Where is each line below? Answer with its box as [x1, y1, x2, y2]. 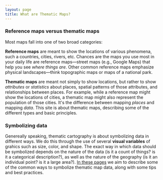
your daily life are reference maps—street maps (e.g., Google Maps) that [5, 59, 150, 65]
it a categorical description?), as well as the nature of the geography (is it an [5, 154, 158, 160]
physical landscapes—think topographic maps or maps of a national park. [5, 69, 153, 75]
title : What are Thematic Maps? [5, 12, 71, 17]
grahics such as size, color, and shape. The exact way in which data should [5, 144, 156, 150]
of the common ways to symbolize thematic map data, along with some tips [5, 164, 157, 170]
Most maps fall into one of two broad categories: [5, 39, 103, 45]
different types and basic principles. [5, 110, 77, 115]
